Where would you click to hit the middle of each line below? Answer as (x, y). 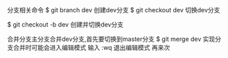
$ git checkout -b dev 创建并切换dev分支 (65, 25)
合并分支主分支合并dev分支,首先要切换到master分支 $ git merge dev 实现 (111, 39)
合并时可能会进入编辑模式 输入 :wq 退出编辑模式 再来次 (91, 47)
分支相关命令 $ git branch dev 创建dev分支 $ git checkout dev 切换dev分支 (114, 10)
